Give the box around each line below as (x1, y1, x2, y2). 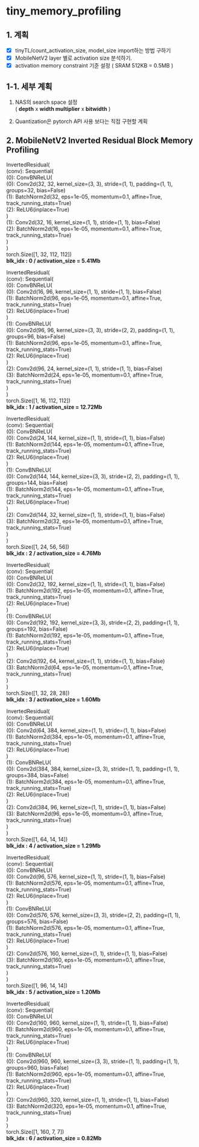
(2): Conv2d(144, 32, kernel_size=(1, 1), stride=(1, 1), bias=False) (6, 511, 165, 518)
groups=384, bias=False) (6, 771, 69, 779)
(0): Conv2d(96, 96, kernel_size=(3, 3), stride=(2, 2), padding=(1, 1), (6, 326, 175, 333)
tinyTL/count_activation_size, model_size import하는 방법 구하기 (14, 47, 171, 54)
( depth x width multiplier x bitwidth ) (14, 106, 111, 112)
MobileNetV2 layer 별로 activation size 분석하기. (14, 54, 133, 62)
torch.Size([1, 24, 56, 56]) (6, 543, 69, 550)
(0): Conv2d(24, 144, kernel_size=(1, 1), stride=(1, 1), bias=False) (6, 434, 165, 441)
